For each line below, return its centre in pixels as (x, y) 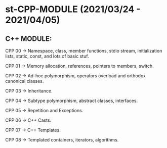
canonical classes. (25, 81)
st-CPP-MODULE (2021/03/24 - (73, 9)
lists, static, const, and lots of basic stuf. (47, 56)
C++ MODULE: (29, 39)
